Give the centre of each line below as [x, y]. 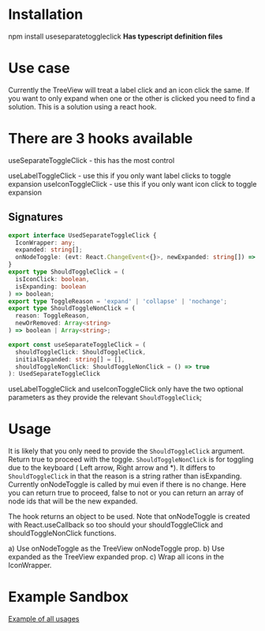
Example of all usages [44, 619]
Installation [46, 15]
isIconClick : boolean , [52, 279]
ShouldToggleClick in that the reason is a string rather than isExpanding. [125, 476]
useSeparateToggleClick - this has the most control [91, 160]
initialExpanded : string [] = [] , [70, 359]
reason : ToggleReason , [52, 316]
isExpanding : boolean [51, 286]
